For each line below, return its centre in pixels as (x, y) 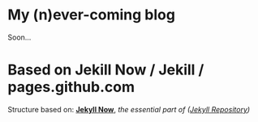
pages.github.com (71, 87)
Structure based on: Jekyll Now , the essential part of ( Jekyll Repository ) (129, 109)
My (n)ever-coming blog (92, 15)
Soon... (19, 37)
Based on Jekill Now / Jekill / (106, 70)
